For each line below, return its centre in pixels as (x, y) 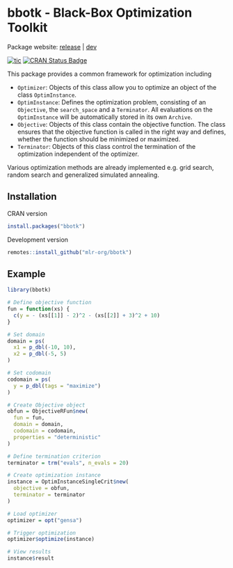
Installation (32, 197)
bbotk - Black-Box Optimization (100, 13)
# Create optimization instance (54, 475)
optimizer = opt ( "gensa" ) (45, 520)
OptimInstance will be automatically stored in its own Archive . (105, 117)
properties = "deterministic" (57, 437)
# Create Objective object (46, 405)
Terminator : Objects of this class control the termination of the (106, 146)
